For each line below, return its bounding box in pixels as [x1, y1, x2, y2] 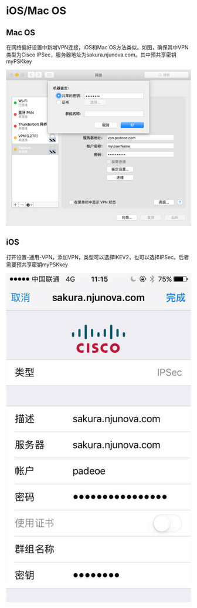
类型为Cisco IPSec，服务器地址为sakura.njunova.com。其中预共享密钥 [6, 51, 177, 58]
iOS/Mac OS [6, 4, 66, 18]
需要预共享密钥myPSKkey [6, 260, 69, 268]
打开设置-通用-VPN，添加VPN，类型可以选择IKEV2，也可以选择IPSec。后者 [6, 253, 189, 260]
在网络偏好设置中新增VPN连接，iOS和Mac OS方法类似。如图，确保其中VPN [6, 44, 189, 51]
